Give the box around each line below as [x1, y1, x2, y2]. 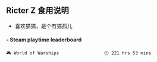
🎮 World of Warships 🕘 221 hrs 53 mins [6, 50, 152, 56]
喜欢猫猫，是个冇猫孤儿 [14, 22, 73, 30]
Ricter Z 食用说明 [6, 5, 70, 16]
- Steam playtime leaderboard [6, 36, 82, 43]
